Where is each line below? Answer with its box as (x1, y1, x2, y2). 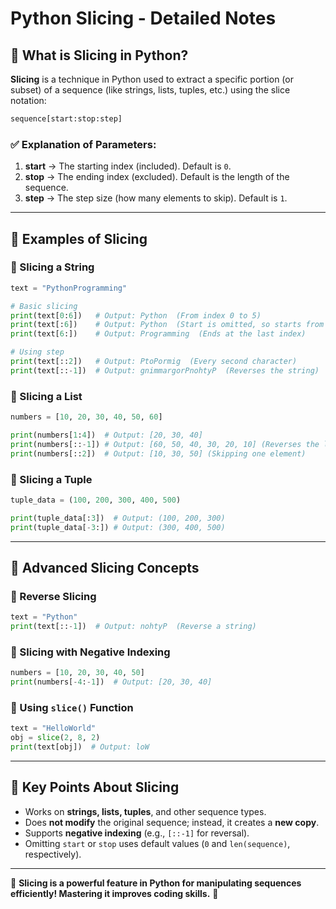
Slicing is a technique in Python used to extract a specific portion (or (10, 73, 294, 85)
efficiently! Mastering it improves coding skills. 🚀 (10, 887, 219, 899)
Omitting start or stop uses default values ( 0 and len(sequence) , (24, 837, 291, 849)
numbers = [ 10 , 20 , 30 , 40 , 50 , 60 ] (10, 412, 163, 422)
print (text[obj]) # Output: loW (10, 742, 150, 752)
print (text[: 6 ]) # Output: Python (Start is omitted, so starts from (10, 320, 325, 330)
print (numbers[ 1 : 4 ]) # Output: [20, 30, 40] (10, 430, 203, 441)
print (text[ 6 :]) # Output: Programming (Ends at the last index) (10, 329, 307, 339)
